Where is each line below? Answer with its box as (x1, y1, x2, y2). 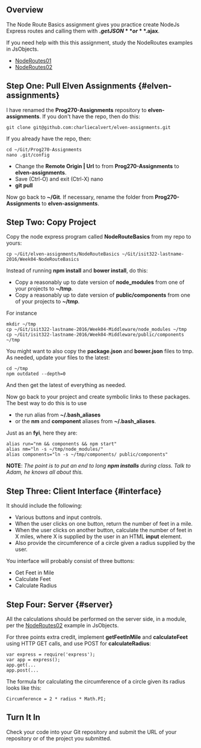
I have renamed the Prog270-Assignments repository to (6, 106, 147, 113)
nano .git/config (6, 152, 50, 158)
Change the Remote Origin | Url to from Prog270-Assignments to (14, 162, 179, 169)
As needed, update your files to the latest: (6, 354, 110, 361)
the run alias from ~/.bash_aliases (14, 411, 101, 418)
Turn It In (6, 712, 41, 723)
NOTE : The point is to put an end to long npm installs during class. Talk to (6, 462, 191, 470)
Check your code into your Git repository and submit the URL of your (6, 728, 177, 735)
